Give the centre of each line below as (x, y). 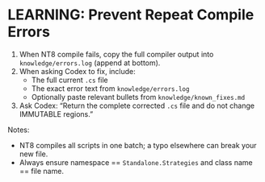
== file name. (41, 171)
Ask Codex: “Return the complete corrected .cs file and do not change (137, 105)
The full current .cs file (69, 80)
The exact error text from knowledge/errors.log (110, 88)
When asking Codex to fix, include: (78, 71)
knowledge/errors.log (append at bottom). (90, 63)
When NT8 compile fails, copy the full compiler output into (116, 54)
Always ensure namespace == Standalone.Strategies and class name (136, 162)
